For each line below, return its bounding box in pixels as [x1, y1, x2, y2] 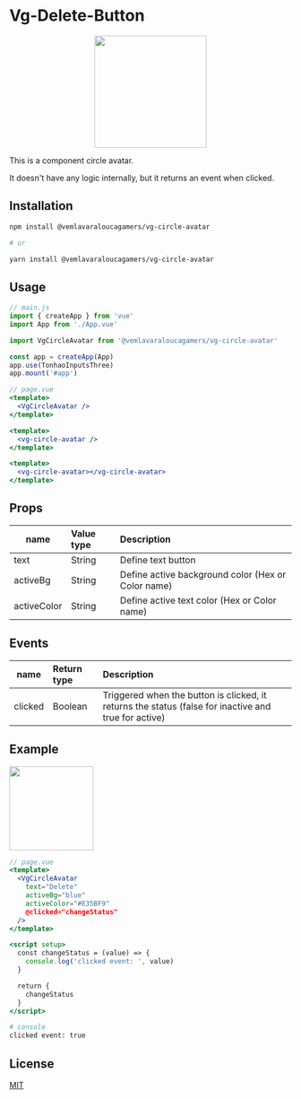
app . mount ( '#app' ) [9, 369, 78, 378]
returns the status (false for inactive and [102, 700, 271, 712]
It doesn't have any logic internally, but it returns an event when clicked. [9, 172, 275, 183]
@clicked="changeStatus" [25, 907, 118, 916]
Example [9, 742, 59, 757]
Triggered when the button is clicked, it [102, 688, 267, 701]
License [9, 1056, 55, 1071]
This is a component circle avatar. [9, 154, 134, 166]
